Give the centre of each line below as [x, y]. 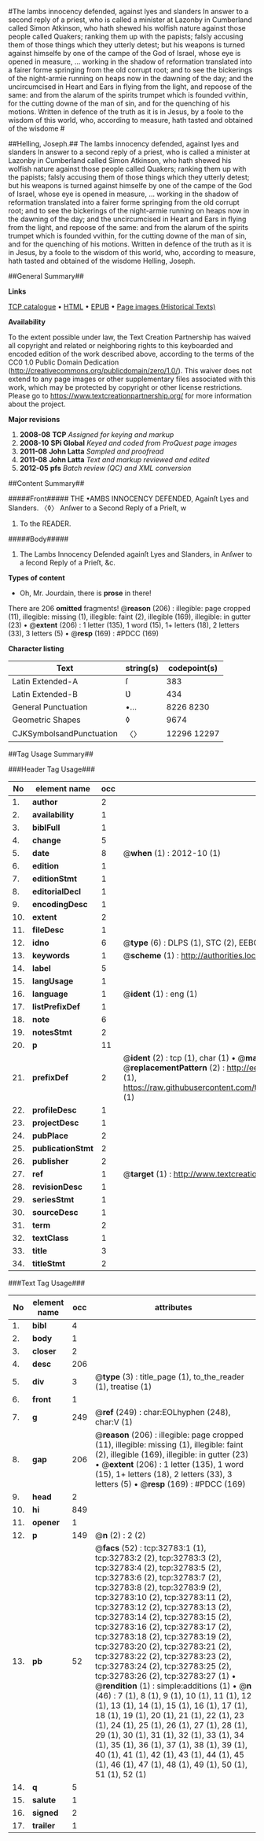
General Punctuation [50, 707]
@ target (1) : [147, 1174]
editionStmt [55, 879]
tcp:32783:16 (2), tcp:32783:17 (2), [163, 1627]
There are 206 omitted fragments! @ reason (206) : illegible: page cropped [129, 608]
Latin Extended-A [45, 682]
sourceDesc [55, 1212]
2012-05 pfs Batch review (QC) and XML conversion [105, 468]
